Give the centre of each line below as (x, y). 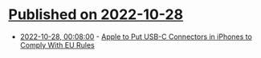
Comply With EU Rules (57, 44)
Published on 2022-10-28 (96, 15)
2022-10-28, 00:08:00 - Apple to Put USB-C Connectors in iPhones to (136, 37)
